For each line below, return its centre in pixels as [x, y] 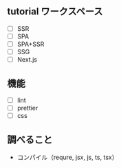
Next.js [27, 60]
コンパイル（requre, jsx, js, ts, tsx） [67, 157]
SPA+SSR [31, 44]
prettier [27, 108]
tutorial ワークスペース [55, 12]
